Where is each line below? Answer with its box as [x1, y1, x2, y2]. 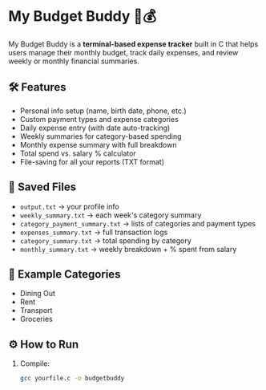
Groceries [19, 315, 54, 324]
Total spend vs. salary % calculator [19, 148, 136, 158]
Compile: [19, 359, 50, 368]
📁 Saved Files [8, 181, 77, 194]
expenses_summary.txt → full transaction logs [19, 227, 168, 237]
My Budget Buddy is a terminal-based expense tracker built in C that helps [8, 39, 259, 49]
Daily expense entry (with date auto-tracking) [19, 123, 171, 132]
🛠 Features [8, 80, 66, 94]
